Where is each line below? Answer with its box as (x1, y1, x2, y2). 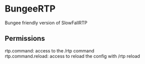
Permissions (5, 34, 45, 43)
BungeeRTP (5, 3, 56, 15)
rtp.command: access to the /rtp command (5, 47, 94, 53)
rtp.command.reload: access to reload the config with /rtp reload (5, 53, 140, 59)
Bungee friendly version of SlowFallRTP (5, 20, 88, 26)
